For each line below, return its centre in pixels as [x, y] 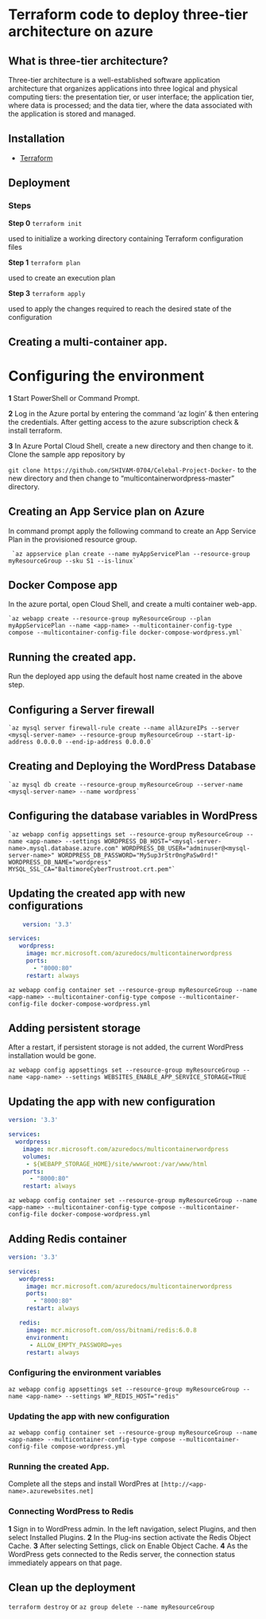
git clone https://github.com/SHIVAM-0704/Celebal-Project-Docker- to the [132, 469]
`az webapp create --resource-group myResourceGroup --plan [110, 619]
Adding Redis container [67, 1239]
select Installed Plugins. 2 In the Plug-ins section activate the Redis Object [130, 1537]
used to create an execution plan [62, 278]
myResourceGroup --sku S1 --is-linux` [72, 561]
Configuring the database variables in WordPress [133, 816]
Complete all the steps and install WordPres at [83, 1484]
